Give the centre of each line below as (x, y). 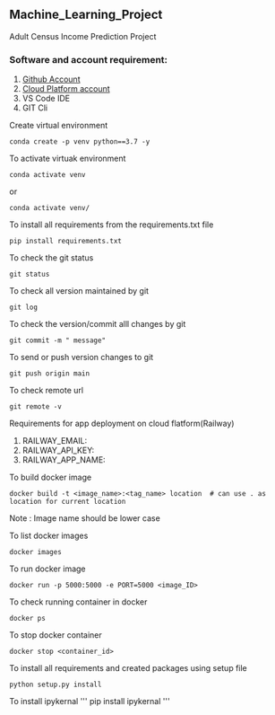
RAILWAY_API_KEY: (58, 450)
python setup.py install (56, 685)
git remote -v (36, 407)
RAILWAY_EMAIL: (55, 441)
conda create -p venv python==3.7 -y (80, 142)
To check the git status (52, 258)
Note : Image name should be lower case (85, 518)
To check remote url (46, 391)
